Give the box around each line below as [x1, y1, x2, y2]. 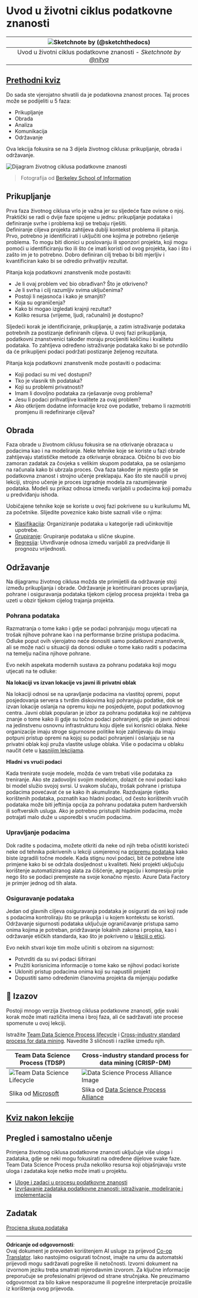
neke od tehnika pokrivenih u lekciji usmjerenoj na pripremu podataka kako [6, 848, 188, 855]
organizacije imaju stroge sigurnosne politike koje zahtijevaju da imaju [6, 728, 176, 735]
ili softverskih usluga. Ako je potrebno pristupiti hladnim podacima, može [6, 807, 183, 814]
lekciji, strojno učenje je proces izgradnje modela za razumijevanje [6, 479, 167, 486]
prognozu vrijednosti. [14, 546, 67, 553]
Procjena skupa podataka [6, 1224, 68, 1231]
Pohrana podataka [6, 612, 60, 620]
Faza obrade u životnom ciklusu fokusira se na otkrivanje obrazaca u [6, 441, 173, 448]
